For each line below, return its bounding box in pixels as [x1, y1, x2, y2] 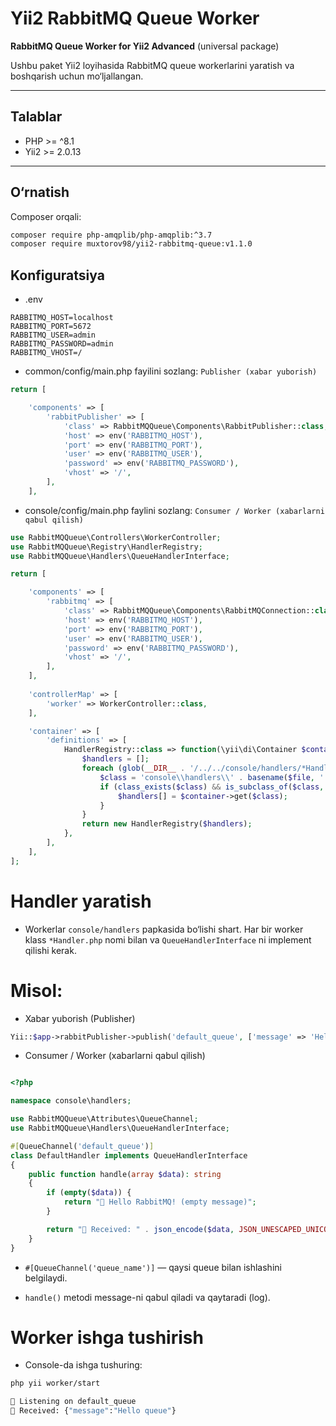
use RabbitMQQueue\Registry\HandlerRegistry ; [10, 542, 203, 552]
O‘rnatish [10, 184, 70, 201]
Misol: [10, 979, 63, 1002]
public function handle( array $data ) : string [28, 1169, 222, 1179]
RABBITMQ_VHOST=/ [10, 348, 83, 358]
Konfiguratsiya [10, 267, 105, 284]
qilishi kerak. [24, 944, 77, 956]
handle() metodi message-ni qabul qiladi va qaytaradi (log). [24, 1291, 271, 1303]
